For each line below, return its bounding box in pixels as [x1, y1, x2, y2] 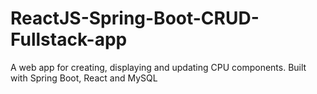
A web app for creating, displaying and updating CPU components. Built [10, 61, 307, 73]
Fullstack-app [10, 28, 128, 51]
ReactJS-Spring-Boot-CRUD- [10, 7, 260, 30]
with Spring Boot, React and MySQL [10, 72, 158, 84]
